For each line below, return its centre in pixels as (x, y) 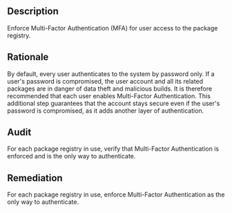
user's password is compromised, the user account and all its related (105, 81)
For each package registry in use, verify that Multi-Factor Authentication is (113, 149)
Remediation (35, 178)
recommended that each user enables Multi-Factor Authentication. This (109, 95)
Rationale (28, 57)
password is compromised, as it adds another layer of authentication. (106, 111)
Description (33, 11)
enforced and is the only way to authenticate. (71, 156)
